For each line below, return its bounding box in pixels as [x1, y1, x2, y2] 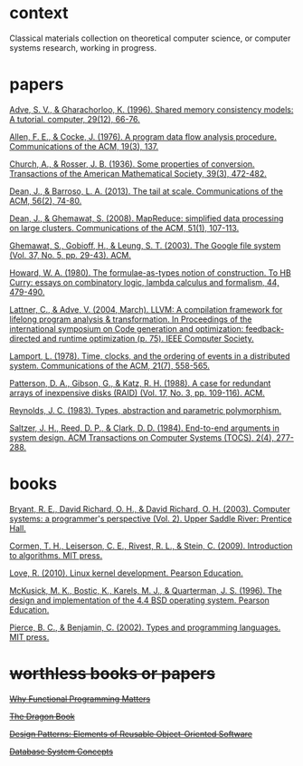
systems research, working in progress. [9, 42, 157, 53]
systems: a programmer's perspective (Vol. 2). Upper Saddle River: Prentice [9, 513, 292, 524]
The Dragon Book [9, 711, 75, 722]
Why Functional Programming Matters [9, 693, 151, 704]
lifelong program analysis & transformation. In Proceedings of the [9, 314, 252, 325]
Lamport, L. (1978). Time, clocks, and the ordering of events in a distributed [9, 350, 290, 361]
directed [9, 333, 41, 344]
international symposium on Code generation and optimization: [9, 323, 244, 334]
